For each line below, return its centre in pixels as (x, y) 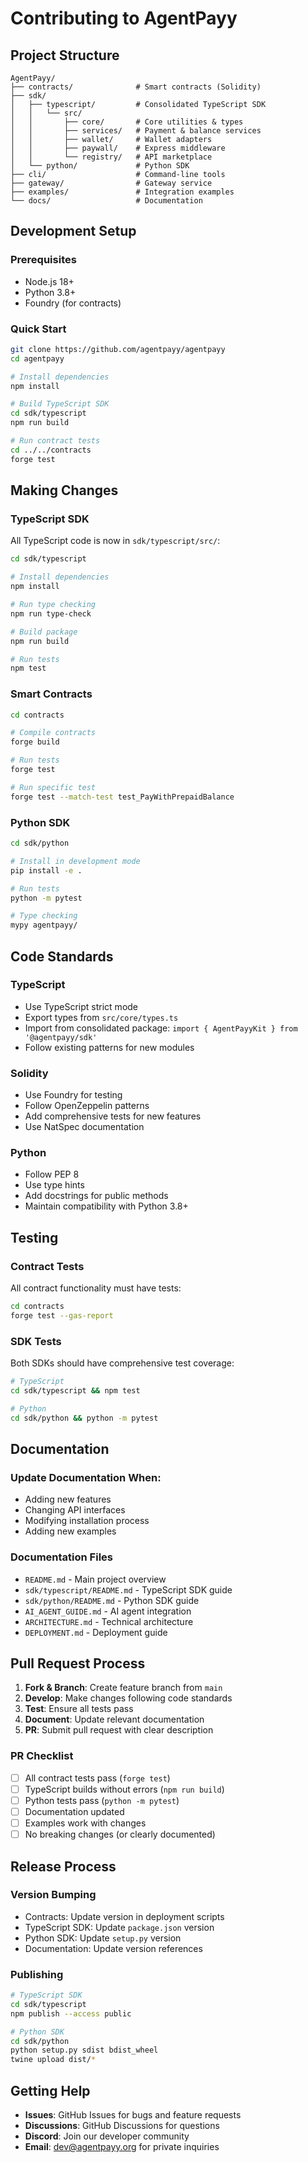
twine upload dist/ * (53, 2060)
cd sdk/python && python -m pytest (84, 1418)
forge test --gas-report (62, 1315)
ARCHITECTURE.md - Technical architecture (109, 1621)
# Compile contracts (53, 733)
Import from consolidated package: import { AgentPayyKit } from (161, 1028)
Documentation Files (61, 1557)
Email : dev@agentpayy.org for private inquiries (122, 2147)
